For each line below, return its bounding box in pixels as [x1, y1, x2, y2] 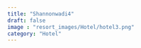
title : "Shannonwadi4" [7, 10, 74, 18]
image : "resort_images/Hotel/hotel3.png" [7, 23, 135, 30]
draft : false [7, 17, 46, 24]
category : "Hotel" [7, 30, 62, 37]
